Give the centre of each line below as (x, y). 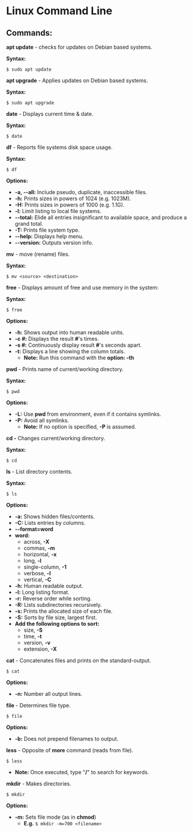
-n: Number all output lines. (48, 694)
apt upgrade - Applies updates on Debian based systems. (77, 80)
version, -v (37, 643)
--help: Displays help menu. (49, 236)
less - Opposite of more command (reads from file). (70, 750)
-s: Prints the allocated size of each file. (64, 611)
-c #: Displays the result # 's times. (57, 339)
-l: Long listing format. (42, 592)
